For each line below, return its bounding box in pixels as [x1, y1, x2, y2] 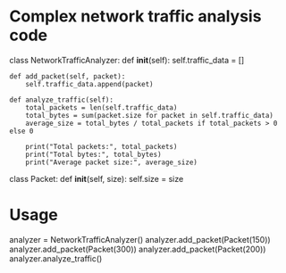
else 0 [9, 127, 34, 136]
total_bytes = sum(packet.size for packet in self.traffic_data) [25, 111, 274, 120]
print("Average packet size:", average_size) [25, 158, 198, 167]
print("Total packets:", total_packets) [25, 142, 178, 151]
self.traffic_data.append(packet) [25, 79, 154, 88]
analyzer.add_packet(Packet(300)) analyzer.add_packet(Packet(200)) [9, 244, 266, 254]
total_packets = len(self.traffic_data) [25, 103, 178, 112]
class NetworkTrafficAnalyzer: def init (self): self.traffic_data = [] [9, 54, 245, 65]
